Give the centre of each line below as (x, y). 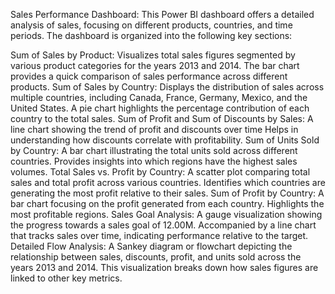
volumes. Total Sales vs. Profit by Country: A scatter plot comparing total (160, 172)
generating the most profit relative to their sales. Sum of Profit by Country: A (167, 193)
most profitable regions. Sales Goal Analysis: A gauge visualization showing (166, 214)
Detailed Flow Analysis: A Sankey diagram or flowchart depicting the (151, 246)
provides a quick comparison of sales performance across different (149, 76)
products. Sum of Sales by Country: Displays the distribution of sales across (167, 87)
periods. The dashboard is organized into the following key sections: (151, 35)
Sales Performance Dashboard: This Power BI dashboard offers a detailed (162, 14)
